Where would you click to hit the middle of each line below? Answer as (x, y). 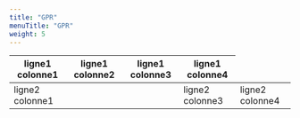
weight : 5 (28, 34)
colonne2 (94, 75)
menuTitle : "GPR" (42, 26)
